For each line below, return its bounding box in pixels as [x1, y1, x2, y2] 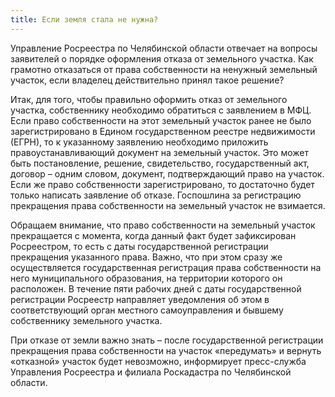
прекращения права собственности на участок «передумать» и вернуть [10, 344, 322, 356]
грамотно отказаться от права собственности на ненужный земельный [10, 63, 318, 75]
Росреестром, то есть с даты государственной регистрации [10, 240, 269, 252]
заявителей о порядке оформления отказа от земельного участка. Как [10, 52, 314, 65]
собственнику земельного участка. [10, 314, 163, 326]
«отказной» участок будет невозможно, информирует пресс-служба [10, 355, 307, 367]
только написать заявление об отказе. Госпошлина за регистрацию [10, 189, 302, 201]
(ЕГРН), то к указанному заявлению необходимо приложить [10, 136, 269, 148]
